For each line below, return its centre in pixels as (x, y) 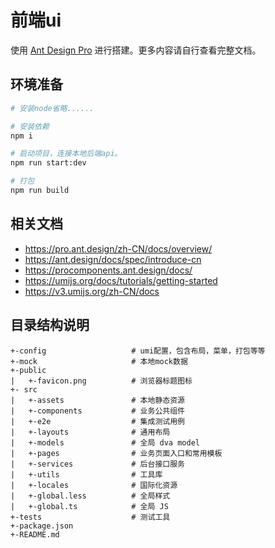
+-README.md (35, 534)
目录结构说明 (50, 325)
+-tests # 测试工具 (90, 517)
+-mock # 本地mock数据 (99, 361)
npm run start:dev (48, 163)
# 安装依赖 (30, 126)
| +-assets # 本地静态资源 (97, 400)
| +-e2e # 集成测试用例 (97, 421)
